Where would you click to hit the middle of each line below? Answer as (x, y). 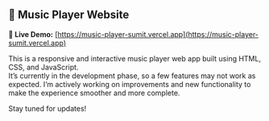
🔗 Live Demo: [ (33, 34)
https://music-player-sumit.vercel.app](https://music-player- (158, 34)
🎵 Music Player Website (69, 15)
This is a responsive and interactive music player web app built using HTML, (135, 58)
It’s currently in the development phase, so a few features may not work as (132, 75)
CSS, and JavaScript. (43, 67)
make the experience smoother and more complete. (94, 93)
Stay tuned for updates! (48, 108)
